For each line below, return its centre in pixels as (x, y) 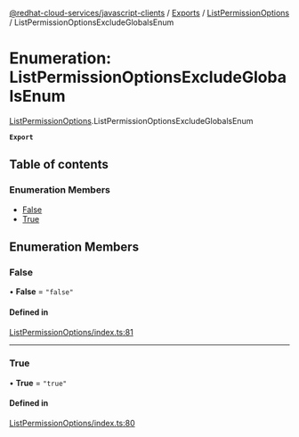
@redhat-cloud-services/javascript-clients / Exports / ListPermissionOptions (149, 13)
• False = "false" (41, 292)
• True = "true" (38, 383)
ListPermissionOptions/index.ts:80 (72, 424)
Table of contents (59, 165)
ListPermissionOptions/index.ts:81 (71, 332)
